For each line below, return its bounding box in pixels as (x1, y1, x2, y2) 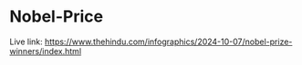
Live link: (9, 36, 43, 47)
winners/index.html (9, 45, 82, 56)
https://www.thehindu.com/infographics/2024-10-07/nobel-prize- (44, 36, 293, 47)
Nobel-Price (9, 6, 103, 27)
